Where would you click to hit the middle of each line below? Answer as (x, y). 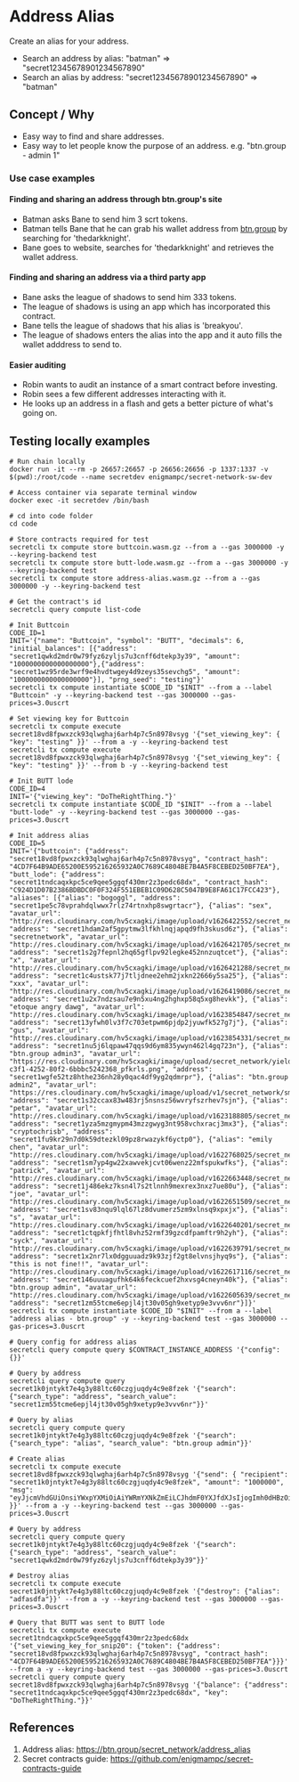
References (42, 1728)
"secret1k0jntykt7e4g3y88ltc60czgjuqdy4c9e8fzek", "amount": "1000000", (147, 1483)
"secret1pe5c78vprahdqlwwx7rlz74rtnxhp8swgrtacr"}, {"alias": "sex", (141, 906)
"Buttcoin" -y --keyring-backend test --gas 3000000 (109, 696)
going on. (40, 413)
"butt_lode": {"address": (57, 875)
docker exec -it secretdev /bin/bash (79, 500)
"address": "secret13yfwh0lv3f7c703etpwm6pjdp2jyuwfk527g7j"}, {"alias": (149, 1023)
